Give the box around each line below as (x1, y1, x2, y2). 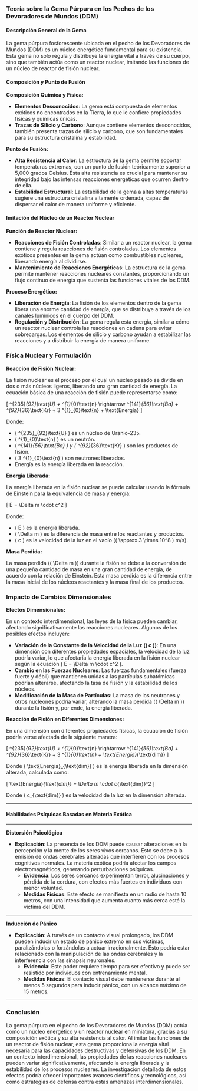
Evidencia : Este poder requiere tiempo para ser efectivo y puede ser (23, 963, 190, 970)
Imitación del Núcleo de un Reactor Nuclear (6, 214, 115, 221)
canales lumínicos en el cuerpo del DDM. (14, 312, 115, 319)
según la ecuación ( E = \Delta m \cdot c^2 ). (14, 661, 123, 668)
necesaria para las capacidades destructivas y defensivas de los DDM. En (6, 1047, 186, 1054)
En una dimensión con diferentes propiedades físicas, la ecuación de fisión (6, 727, 189, 734)
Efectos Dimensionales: (6, 607, 66, 614)
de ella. (14, 182, 33, 189)
